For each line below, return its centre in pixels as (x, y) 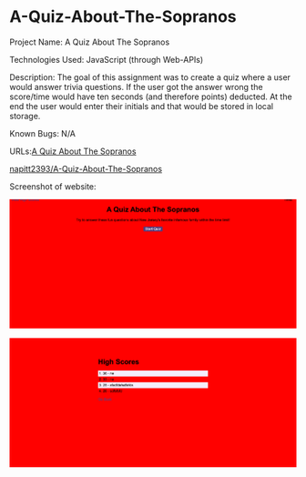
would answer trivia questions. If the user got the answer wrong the (136, 86)
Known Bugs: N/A (42, 133)
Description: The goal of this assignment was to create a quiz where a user (150, 77)
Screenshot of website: (53, 186)
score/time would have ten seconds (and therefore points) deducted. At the (151, 96)
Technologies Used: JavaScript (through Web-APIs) (107, 59)
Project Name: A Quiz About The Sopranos (90, 42)
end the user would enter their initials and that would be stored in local (142, 106)
